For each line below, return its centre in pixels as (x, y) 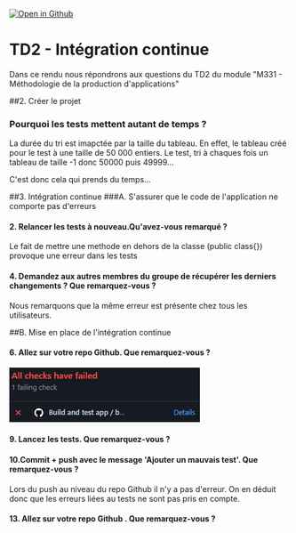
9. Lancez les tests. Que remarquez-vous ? (90, 440)
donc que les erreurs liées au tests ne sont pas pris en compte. (124, 498)
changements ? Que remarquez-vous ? (83, 286)
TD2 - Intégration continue (109, 50)
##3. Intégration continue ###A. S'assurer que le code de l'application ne (144, 197)
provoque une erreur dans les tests (73, 256)
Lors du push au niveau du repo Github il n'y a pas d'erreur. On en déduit (143, 489)
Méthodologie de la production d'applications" (94, 84)
